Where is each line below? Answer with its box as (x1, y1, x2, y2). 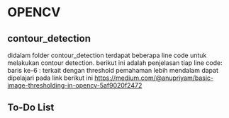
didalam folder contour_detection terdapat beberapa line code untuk (7, 51, 207, 59)
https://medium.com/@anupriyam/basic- (94, 73, 214, 82)
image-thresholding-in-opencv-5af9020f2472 (7, 81, 143, 89)
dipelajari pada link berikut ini (7, 73, 94, 82)
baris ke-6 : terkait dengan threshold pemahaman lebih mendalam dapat (7, 66, 218, 74)
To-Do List (7, 102, 55, 114)
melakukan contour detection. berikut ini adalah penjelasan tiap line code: (7, 59, 223, 67)
